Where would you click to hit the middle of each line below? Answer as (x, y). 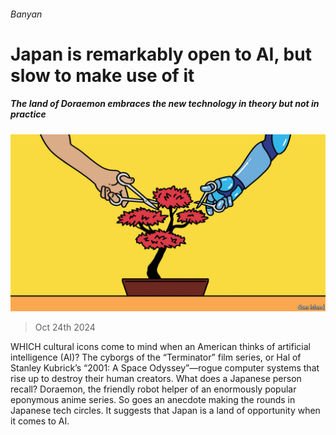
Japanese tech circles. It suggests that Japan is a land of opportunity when (165, 411)
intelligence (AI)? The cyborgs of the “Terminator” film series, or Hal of (156, 357)
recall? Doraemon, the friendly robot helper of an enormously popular (153, 389)
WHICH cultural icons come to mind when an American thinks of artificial (160, 347)
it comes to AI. (40, 421)
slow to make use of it (102, 75)
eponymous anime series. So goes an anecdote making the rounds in (153, 400)
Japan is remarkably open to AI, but (161, 54)
